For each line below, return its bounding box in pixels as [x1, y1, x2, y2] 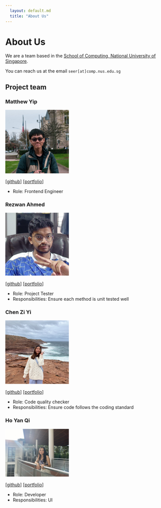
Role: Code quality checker [12, 399, 70, 405]
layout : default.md [10, 8, 51, 13]
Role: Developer [12, 491, 47, 497]
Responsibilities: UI [12, 497, 53, 503]
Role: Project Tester [12, 291, 54, 297]
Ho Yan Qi [5, 417, 30, 424]
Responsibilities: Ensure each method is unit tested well [12, 296, 129, 302]
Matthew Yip [5, 98, 38, 105]
